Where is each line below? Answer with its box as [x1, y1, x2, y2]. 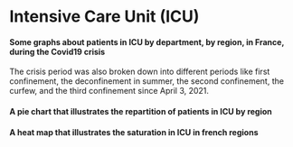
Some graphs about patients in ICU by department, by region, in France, [9, 36, 285, 47]
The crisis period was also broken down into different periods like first [9, 66, 270, 78]
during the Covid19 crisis [9, 46, 106, 57]
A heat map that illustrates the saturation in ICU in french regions [9, 126, 259, 137]
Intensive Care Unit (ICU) [9, 6, 200, 27]
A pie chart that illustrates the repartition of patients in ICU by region [9, 106, 273, 116]
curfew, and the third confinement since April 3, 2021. [9, 86, 210, 96]
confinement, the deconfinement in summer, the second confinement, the [9, 76, 285, 87]
